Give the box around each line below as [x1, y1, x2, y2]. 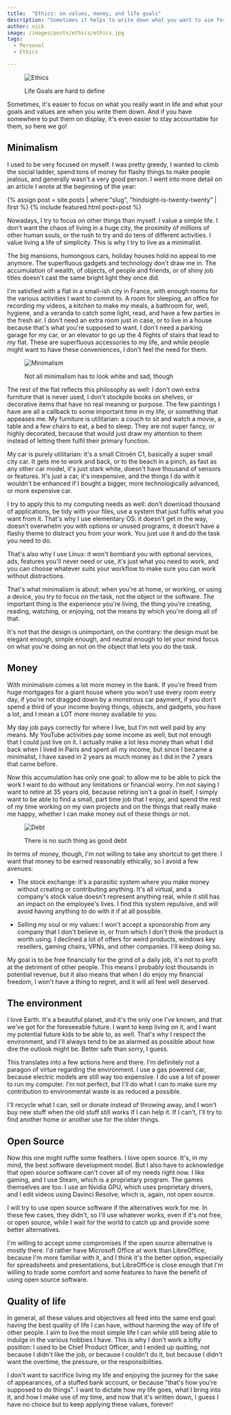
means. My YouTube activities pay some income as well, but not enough [7, 731, 212, 739]
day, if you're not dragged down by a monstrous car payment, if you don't [7, 695, 217, 703]
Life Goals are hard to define [24, 87, 105, 95]
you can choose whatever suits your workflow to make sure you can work [7, 564, 217, 572]
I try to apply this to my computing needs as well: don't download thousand [7, 500, 221, 508]
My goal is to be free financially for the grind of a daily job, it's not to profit [7, 955, 218, 964]
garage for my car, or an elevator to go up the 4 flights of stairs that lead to [7, 331, 219, 339]
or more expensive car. [7, 486, 72, 494]
